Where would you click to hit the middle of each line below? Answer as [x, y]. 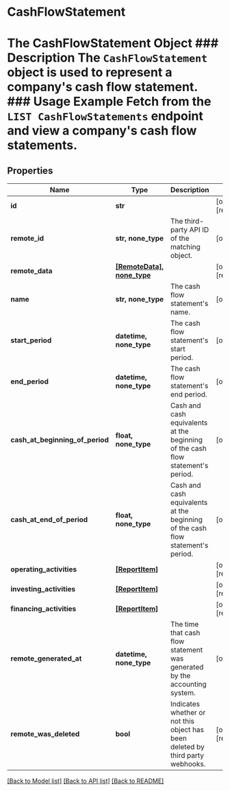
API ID [199, 230]
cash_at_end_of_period [49, 520]
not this [182, 721]
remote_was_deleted [45, 734]
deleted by [187, 747]
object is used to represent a [90, 72]
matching [185, 247]
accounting [188, 685]
